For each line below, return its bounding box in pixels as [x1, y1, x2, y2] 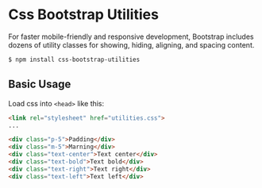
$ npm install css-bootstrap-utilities [8, 56, 141, 63]
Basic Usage [8, 78, 71, 91]
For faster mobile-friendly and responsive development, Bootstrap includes [8, 32, 254, 41]
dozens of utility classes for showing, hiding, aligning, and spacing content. [8, 40, 255, 49]
